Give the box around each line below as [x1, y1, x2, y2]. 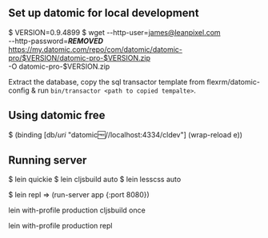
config [8, 85, 30, 95]
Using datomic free [8, 109, 106, 122]
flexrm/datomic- [206, 77, 260, 86]
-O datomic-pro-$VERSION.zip [8, 61, 110, 71]
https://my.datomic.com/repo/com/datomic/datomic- [8, 44, 182, 54]
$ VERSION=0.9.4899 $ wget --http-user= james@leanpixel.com [8, 27, 222, 37]
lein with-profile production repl [8, 221, 113, 231]
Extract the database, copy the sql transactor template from [8, 77, 206, 86]
